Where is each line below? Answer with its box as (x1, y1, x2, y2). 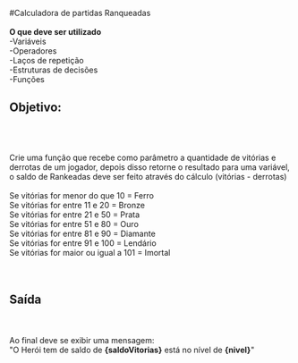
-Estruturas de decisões (9, 64, 98, 75)
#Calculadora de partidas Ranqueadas (9, 8, 151, 18)
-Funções (9, 74, 45, 84)
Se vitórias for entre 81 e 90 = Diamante (9, 228, 157, 239)
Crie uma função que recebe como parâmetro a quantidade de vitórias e (9, 152, 277, 163)
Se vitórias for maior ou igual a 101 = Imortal (9, 247, 171, 257)
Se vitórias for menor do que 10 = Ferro (9, 190, 155, 200)
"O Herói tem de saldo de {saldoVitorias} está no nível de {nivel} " (9, 344, 255, 355)
